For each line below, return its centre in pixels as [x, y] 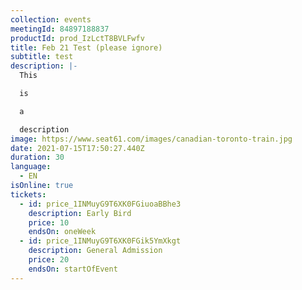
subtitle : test [42, 57]
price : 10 [49, 222]
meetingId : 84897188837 [60, 29]
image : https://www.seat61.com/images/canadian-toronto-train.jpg [151, 139]
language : [31, 167]
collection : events [51, 19]
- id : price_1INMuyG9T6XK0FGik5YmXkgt [100, 241]
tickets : [28, 194]
